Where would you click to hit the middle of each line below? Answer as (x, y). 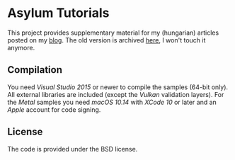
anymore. (21, 47)
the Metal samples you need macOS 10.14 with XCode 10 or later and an (112, 102)
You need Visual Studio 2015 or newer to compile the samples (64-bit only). (118, 87)
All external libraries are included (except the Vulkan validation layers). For (116, 94)
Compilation (35, 70)
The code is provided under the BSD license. (73, 149)
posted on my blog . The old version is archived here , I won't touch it (107, 40)
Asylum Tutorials (58, 13)
